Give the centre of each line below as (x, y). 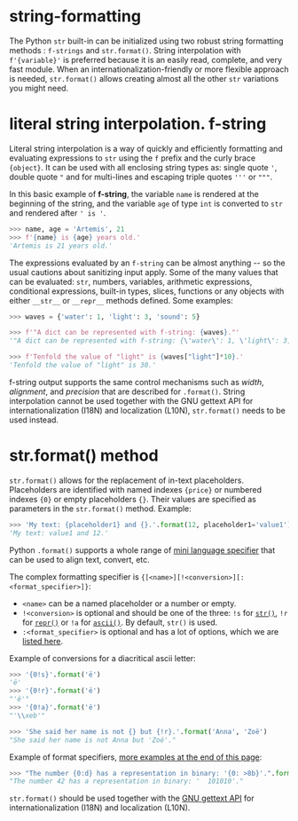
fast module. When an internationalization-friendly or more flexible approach (149, 69)
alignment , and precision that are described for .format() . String (127, 391)
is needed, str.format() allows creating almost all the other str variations (144, 78)
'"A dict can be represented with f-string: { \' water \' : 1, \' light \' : (144, 341)
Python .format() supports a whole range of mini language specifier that (142, 550)
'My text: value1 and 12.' (59, 533)
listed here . (43, 641)
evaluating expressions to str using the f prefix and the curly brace (132, 158)
